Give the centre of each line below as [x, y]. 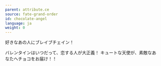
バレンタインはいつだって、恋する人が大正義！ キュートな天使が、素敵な [79, 53]
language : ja [18, 23]
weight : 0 [15, 28]
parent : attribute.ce [27, 10]
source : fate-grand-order [31, 14]
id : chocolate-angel [26, 19]
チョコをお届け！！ [37, 59]
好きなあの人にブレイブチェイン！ [40, 43]
